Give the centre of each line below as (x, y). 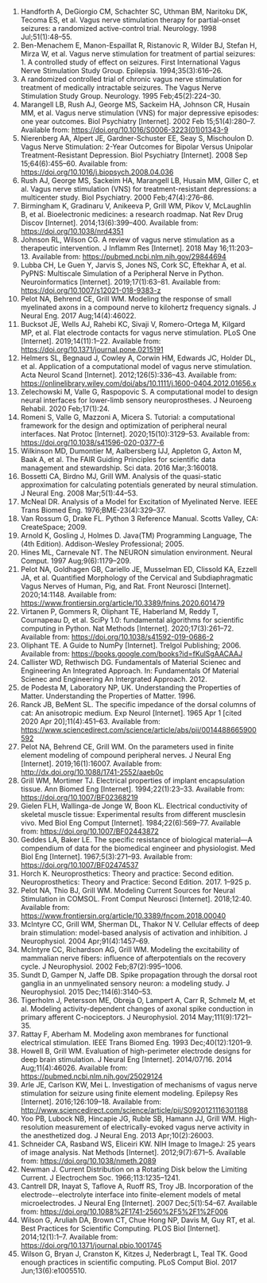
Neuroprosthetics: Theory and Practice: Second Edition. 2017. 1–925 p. (136, 882)
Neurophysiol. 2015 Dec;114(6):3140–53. (87, 992)
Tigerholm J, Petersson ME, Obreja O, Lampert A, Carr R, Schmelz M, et (138, 1000)
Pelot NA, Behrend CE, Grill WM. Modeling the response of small (126, 299)
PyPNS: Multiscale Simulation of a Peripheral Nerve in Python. (122, 273)
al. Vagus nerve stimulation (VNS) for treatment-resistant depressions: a (139, 189)
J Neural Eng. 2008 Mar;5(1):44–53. (79, 493)
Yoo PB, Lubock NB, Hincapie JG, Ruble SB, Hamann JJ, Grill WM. (129, 1118)
